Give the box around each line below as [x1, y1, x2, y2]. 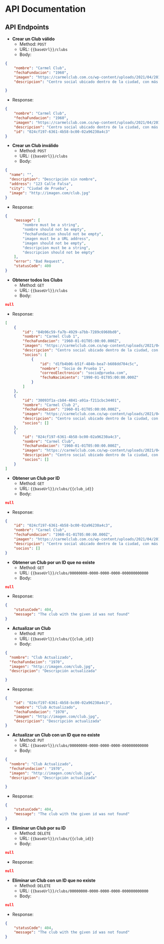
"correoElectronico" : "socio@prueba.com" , [40, 371, 128, 375]
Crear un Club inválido [12, 143, 59, 149]
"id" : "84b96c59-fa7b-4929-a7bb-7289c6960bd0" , [22, 329, 121, 334]
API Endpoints [5, 23, 49, 31]
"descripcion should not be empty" [22, 250, 95, 255]
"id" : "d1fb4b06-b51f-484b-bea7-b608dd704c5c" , [40, 361, 139, 366]
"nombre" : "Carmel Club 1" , [22, 334, 80, 339]
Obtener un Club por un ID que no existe [12, 559, 95, 565]
